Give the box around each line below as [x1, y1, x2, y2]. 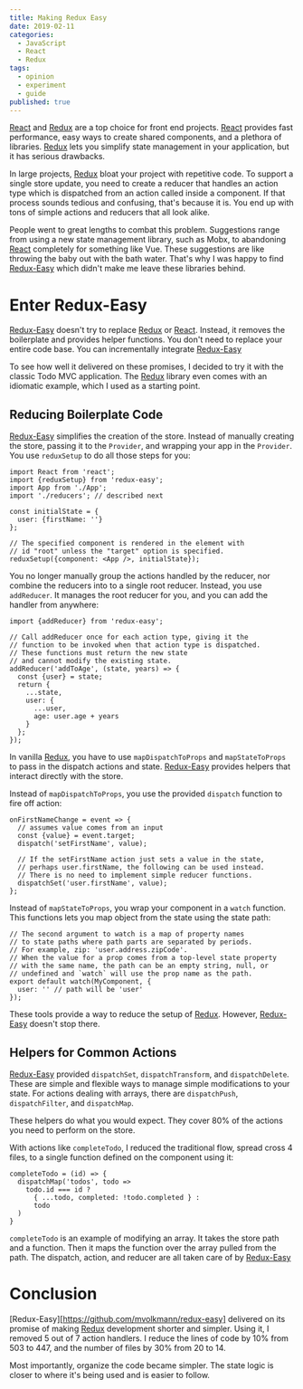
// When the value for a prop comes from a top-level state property [9, 954, 278, 963]
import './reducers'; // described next [9, 491, 165, 500]
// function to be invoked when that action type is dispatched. [9, 641, 260, 650]
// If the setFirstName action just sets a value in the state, [17, 855, 265, 864]
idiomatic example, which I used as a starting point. [9, 381, 201, 392]
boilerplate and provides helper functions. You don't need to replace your [9, 334, 283, 345]
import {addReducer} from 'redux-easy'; [9, 617, 165, 626]
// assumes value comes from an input [17, 823, 165, 832]
